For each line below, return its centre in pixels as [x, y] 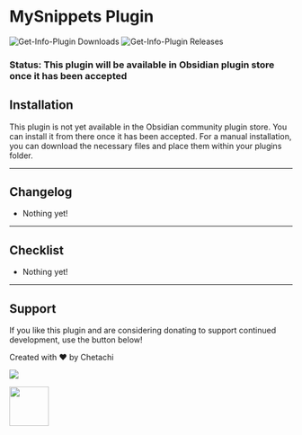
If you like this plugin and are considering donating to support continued [143, 331]
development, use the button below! [76, 340]
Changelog [41, 192]
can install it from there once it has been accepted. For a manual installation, [151, 136]
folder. [21, 155]
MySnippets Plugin [82, 17]
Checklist [37, 250]
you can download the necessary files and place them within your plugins [146, 146]
